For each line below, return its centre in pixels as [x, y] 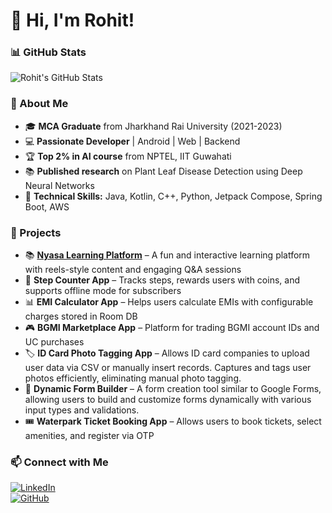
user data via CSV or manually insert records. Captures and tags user [168, 368]
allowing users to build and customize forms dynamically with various [168, 400]
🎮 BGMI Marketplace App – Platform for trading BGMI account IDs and [172, 328]
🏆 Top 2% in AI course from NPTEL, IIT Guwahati [128, 156]
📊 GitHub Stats [48, 52]
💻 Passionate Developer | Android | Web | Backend [132, 141]
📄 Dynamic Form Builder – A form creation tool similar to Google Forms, [173, 389]
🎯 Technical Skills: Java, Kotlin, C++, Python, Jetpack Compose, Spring [173, 196]
